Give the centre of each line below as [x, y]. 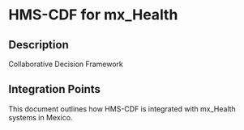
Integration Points [55, 89]
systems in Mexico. [41, 117]
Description [39, 45]
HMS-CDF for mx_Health [93, 15]
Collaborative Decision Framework [66, 64]
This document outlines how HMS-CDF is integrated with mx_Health [122, 109]
